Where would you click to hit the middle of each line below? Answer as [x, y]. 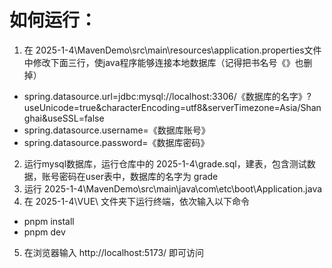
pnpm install [49, 221]
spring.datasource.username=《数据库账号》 [117, 130]
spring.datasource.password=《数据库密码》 [116, 142]
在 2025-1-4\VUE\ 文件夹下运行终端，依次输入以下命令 [137, 201]
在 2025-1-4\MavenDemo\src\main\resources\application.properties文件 [172, 50]
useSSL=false [76, 118]
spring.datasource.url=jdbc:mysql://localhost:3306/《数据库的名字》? [167, 96]
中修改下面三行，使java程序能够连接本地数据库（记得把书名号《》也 [163, 62]
